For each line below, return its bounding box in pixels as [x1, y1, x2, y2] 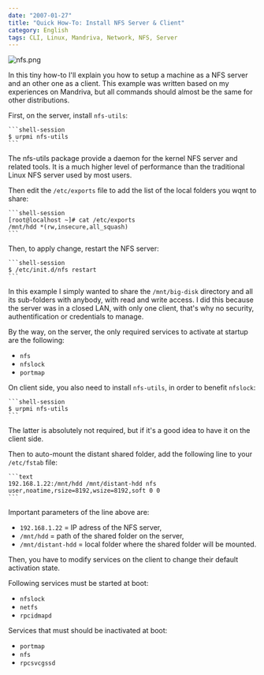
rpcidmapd [19, 612, 53, 620]
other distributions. [8, 95, 70, 105]
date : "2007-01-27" [8, 11, 73, 20]
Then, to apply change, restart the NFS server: [8, 244, 159, 253]
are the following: [8, 336, 65, 345]
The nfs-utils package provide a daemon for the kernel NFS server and [8, 154, 238, 163]
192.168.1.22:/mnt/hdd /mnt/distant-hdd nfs [8, 480, 157, 488]
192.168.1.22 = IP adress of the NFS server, [19, 523, 162, 532]
